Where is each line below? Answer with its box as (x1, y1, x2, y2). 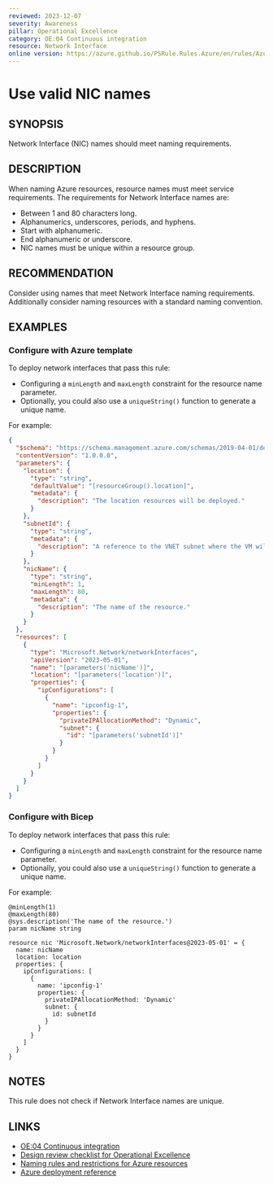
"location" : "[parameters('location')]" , (29, 671, 173, 680)
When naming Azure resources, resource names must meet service (8, 184, 234, 194)
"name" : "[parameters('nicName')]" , (29, 663, 154, 671)
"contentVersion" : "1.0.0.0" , (15, 452, 118, 460)
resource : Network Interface (8, 42, 107, 50)
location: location (15, 953, 82, 961)
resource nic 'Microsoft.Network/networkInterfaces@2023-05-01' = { (8, 938, 245, 947)
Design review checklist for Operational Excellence (19, 1150, 191, 1160)
